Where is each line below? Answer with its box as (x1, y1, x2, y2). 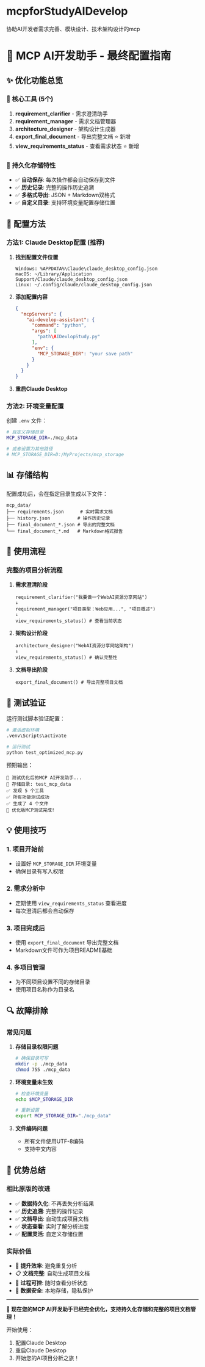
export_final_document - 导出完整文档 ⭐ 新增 (15, 132, 131, 140)
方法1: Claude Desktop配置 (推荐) (6, 238, 105, 247)
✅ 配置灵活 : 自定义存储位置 (15, 1230, 84, 1238)
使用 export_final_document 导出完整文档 (15, 939, 119, 946)
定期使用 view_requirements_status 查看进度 (15, 899, 127, 907)
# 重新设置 (15, 1107, 40, 1114)
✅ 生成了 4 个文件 (6, 800, 49, 807)
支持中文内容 (24, 1145, 57, 1153)
